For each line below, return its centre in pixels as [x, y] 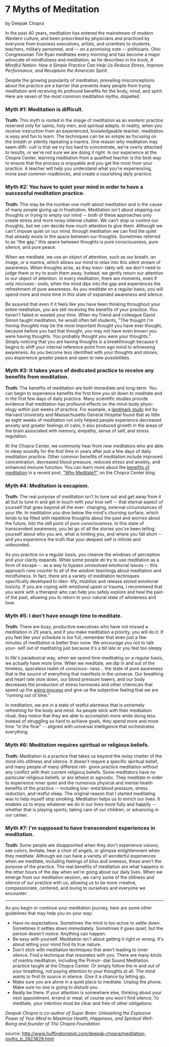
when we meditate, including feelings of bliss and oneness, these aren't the [83, 861]
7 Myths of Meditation [52, 9]
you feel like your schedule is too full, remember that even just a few [76, 637]
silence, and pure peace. [31, 247]
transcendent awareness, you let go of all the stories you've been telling [80, 529]
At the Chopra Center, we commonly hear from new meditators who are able [84, 446]
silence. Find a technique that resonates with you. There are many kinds [87, 955]
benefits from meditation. [37, 377]
